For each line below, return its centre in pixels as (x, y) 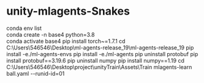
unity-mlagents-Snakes (68, 11)
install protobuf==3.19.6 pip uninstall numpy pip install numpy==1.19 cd (96, 60)
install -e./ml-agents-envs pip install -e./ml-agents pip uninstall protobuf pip (102, 54)
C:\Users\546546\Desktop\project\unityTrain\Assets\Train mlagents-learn (99, 67)
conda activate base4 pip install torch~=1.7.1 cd (66, 41)
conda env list (24, 28)
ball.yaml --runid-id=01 (36, 73)
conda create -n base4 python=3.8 (51, 34)
